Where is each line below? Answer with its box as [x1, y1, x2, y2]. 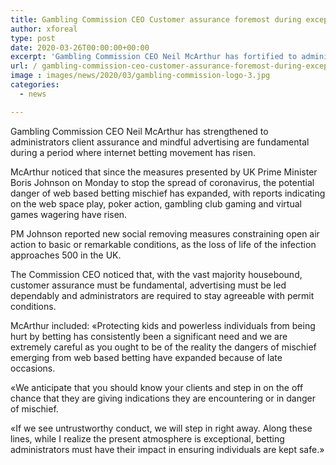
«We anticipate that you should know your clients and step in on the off [10, 381, 304, 393]
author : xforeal [10, 24, 78, 34]
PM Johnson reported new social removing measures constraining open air [10, 227, 320, 240]
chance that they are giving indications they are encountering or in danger [10, 392, 316, 404]
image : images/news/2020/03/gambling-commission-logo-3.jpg [10, 71, 271, 81]
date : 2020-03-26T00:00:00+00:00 [10, 42, 150, 53]
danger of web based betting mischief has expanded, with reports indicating [10, 187, 326, 199]
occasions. [10, 362, 56, 374]
